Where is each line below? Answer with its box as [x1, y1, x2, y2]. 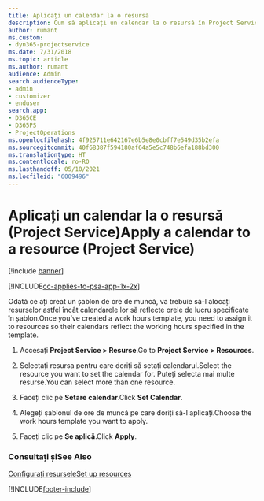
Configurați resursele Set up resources [8, 469, 132, 479]
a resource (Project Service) [8, 240, 195, 258]
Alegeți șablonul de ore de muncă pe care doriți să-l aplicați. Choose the [19, 407, 252, 417]
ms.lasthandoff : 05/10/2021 [8, 165, 101, 173]
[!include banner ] [8, 265, 64, 276]
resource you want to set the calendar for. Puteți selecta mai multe [19, 369, 235, 378]
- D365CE [8, 114, 37, 122]
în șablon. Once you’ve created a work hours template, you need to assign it [8, 313, 253, 323]
